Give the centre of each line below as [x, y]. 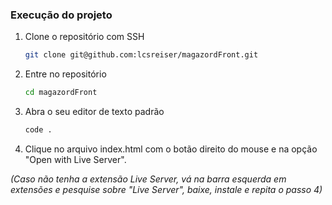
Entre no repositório [65, 74]
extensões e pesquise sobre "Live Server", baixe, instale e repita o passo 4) [166, 189]
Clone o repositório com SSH [84, 37]
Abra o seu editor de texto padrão [94, 112]
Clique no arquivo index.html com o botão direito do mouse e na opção [171, 149]
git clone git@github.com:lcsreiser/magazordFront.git [141, 55]
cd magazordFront [61, 93]
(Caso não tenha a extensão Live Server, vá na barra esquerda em [148, 179]
